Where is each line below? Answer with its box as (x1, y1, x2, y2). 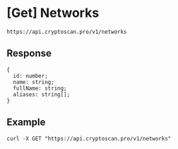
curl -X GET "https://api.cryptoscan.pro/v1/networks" (6, 135, 172, 142)
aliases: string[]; (13, 90, 71, 98)
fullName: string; (13, 85, 68, 92)
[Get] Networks (6, 5, 100, 21)
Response (6, 47, 52, 59)
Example (6, 117, 46, 129)
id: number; (13, 72, 49, 79)
